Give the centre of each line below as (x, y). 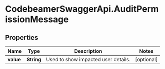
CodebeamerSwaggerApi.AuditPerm (82, 9)
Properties (22, 37)
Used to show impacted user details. (88, 59)
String (34, 59)
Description (88, 51)
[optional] (147, 59)
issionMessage (37, 19)
